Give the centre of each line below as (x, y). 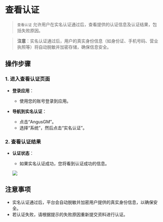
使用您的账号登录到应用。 (45, 101)
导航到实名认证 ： (29, 111)
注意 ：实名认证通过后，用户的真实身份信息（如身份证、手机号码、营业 (88, 41)
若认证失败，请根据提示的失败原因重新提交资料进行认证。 (70, 214)
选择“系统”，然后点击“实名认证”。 (53, 128)
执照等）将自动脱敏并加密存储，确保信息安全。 (64, 47)
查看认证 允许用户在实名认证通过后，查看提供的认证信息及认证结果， (85, 24)
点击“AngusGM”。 (38, 121)
